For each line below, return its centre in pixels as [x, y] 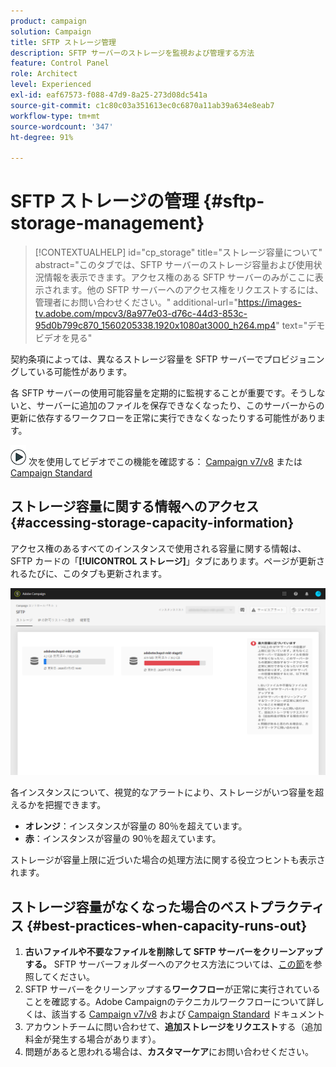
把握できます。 [75, 805]
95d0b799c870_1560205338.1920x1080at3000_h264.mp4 [155, 326]
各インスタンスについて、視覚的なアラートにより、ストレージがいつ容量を [163, 792]
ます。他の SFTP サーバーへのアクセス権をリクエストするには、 [192, 290]
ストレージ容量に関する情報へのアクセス [135, 506]
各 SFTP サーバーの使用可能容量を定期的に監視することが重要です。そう [159, 393]
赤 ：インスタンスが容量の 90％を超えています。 [123, 839]
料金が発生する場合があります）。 [93, 1039]
